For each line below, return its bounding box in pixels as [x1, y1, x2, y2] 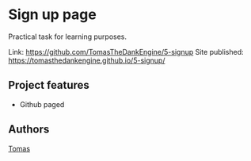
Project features [8, 79, 89, 92]
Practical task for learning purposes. [8, 32, 127, 41]
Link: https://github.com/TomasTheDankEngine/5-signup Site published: [8, 47, 244, 56]
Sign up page [8, 6, 97, 24]
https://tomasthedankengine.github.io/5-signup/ [8, 56, 165, 65]
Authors [8, 123, 50, 136]
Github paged [19, 99, 65, 109]
